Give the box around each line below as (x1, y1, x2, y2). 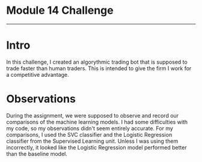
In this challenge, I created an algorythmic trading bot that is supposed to (6, 58, 188, 65)
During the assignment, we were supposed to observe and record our (6, 112, 179, 119)
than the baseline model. (6, 150, 67, 157)
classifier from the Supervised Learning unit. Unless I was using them (6, 137, 179, 145)
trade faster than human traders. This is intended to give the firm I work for (6, 64, 192, 72)
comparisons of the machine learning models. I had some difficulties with (6, 118, 188, 125)
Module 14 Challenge (6, 4, 114, 17)
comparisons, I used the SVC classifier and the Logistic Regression (6, 131, 173, 138)
